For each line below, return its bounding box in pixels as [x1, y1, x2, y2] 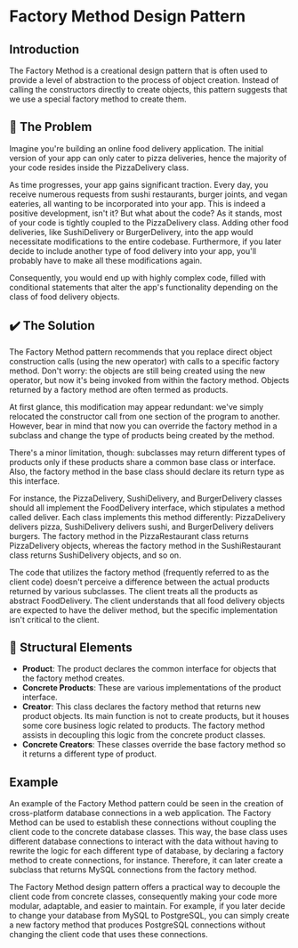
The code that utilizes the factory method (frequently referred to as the [9, 567, 270, 577]
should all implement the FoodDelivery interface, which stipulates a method [9, 502, 286, 513]
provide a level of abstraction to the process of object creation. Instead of [9, 75, 279, 86]
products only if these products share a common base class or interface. [9, 456, 276, 467]
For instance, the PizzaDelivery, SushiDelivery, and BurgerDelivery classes [9, 493, 283, 503]
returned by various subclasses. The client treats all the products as [9, 585, 258, 596]
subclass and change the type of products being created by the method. [9, 429, 276, 440]
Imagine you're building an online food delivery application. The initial [9, 143, 264, 153]
